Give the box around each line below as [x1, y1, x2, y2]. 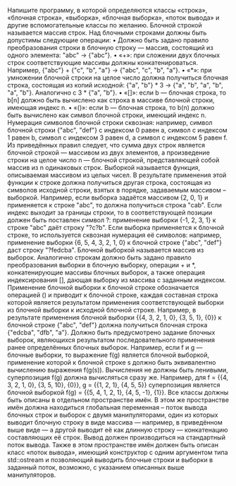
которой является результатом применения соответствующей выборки [7, 298, 224, 306]
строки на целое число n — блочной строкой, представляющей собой [7, 156, 220, 164]
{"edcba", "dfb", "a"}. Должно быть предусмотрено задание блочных [7, 328, 216, 336]
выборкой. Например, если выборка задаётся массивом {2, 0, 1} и [7, 193, 209, 202]
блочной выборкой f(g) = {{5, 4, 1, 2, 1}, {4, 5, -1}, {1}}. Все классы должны [7, 388, 229, 396]
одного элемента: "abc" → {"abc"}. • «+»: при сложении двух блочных [7, 51, 221, 59]
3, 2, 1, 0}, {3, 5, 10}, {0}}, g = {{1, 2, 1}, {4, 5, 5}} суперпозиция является [7, 381, 221, 389]
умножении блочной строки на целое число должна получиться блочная [7, 73, 229, 82]
